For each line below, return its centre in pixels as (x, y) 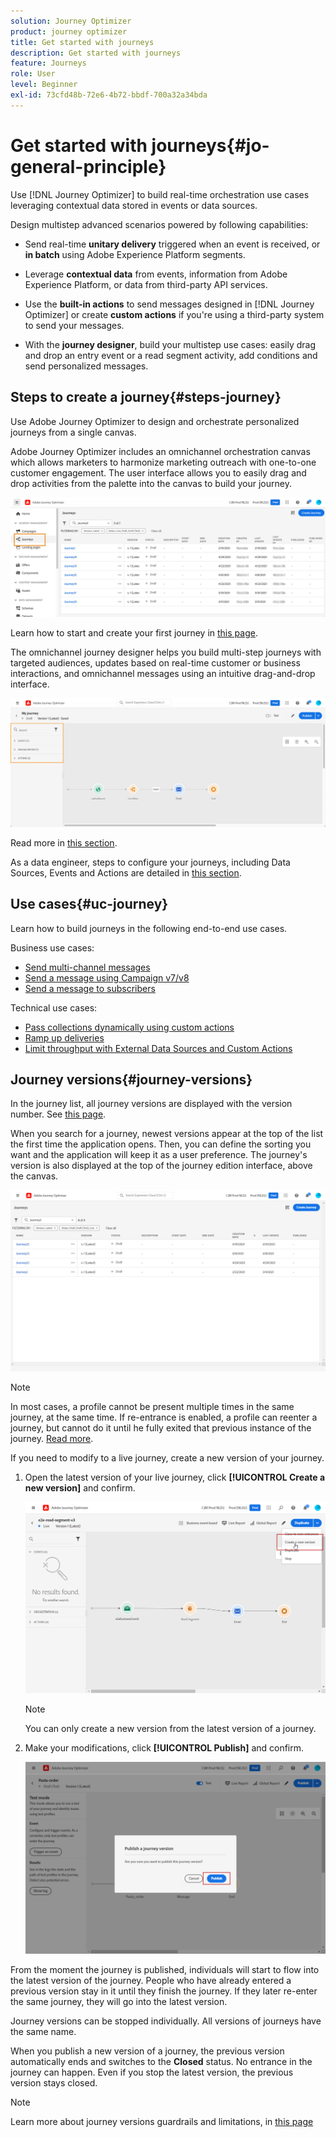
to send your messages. (74, 325)
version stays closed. (54, 2082)
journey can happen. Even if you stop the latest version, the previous (152, 2072)
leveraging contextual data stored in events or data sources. (134, 205)
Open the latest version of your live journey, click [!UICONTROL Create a (175, 1477)
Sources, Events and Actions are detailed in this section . (126, 872)
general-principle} (88, 166)
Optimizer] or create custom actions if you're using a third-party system (174, 314)
